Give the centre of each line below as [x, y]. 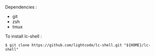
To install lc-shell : [23, 36]
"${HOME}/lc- [137, 45]
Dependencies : [21, 7]
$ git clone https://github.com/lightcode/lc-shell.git [63, 45]
